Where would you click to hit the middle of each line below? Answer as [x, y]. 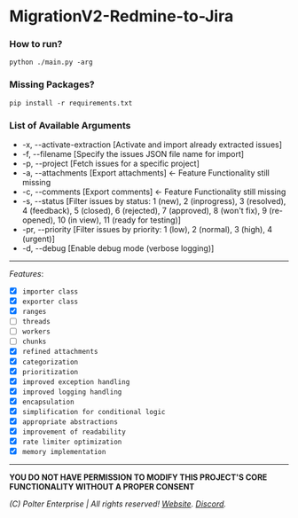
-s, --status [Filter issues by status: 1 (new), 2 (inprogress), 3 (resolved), [154, 201]
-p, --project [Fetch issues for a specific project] [110, 164]
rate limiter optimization [72, 442]
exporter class [50, 302]
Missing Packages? [52, 84]
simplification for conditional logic [94, 412]
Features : [27, 274]
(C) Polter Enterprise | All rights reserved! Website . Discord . [118, 504]
